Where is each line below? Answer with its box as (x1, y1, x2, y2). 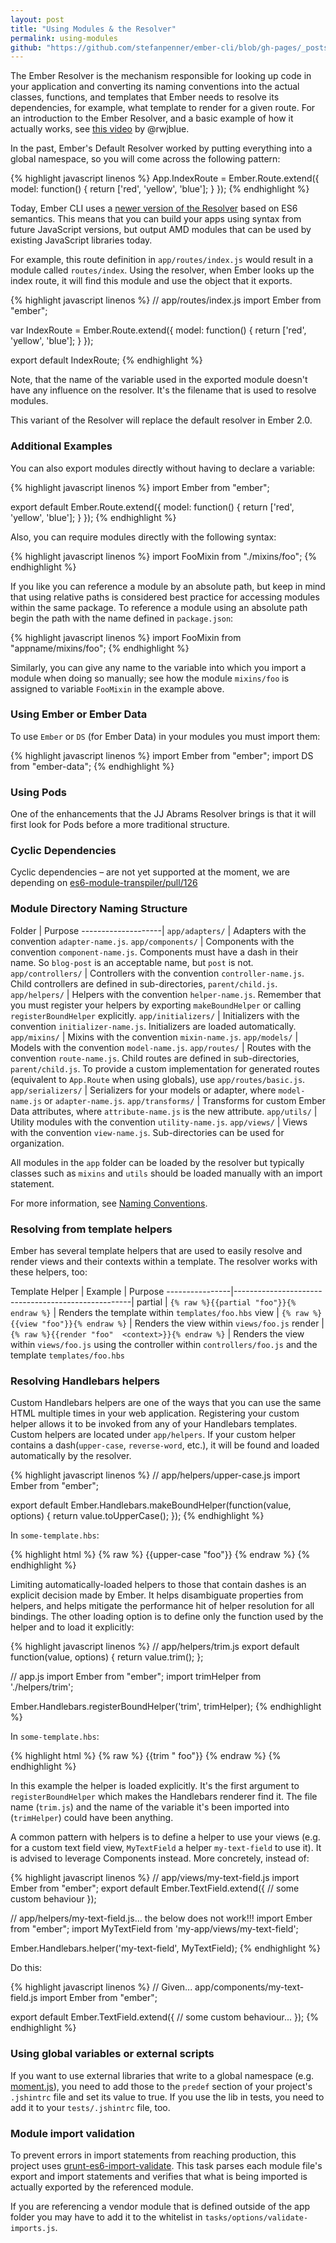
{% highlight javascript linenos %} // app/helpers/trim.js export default (10, 1641, 300, 1653)
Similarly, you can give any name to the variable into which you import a (10, 661, 307, 673)
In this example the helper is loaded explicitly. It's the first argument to (10, 1780, 300, 1792)
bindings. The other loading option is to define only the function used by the (10, 1611, 324, 1623)
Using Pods (10, 785, 67, 799)
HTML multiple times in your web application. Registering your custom (10, 1407, 300, 1420)
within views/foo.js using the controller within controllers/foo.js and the (10, 1339, 318, 1351)
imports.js (10, 2223, 56, 2233)
